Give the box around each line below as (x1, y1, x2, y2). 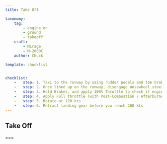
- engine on (23, 25, 48, 30)
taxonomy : (5, 16, 26, 21)
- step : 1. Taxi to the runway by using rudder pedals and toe (14, 80, 153, 85)
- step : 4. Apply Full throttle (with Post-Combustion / (14, 94, 139, 99)
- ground (23, 30, 41, 35)
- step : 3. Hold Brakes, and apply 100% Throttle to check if (14, 89, 150, 94)
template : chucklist (5, 62, 48, 67)
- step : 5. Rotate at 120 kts (14, 98, 81, 103)
